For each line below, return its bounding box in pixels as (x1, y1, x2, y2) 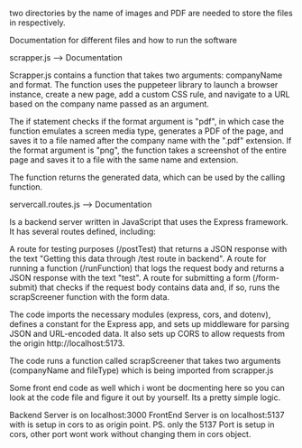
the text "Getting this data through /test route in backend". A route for (9, 253, 267, 264)
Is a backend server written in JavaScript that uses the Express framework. (9, 217, 288, 227)
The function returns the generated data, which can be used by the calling (9, 172, 286, 182)
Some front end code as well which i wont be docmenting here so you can (9, 383, 286, 393)
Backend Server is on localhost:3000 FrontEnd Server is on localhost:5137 (9, 410, 285, 420)
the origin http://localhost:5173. (9, 338, 125, 349)
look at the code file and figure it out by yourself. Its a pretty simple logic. (9, 392, 281, 403)
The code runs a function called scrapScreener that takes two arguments (9, 356, 281, 366)
